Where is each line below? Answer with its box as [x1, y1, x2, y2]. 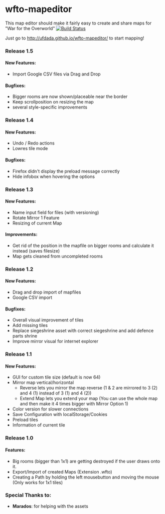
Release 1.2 [5, 265, 33, 272]
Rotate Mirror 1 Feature [12, 214, 60, 220]
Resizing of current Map [12, 220, 62, 226]
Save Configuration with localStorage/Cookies [12, 411, 108, 417]
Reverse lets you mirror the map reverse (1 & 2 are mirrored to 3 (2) [19, 385, 158, 391]
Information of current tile [12, 422, 65, 428]
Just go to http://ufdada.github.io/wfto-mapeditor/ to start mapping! [5, 35, 145, 41]
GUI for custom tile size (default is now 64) [12, 374, 101, 380]
